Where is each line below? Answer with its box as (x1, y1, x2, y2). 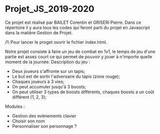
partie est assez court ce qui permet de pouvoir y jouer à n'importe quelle (5, 53, 153, 59)
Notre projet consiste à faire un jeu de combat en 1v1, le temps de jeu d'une (5, 49, 156, 54)
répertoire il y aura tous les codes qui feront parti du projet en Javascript (5, 24, 150, 30)
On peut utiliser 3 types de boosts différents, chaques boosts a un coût (12, 89, 154, 95)
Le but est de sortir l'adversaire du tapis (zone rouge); (12, 73, 120, 79)
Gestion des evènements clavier (12, 113, 77, 118)
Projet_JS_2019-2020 (5, 3, 95, 15)
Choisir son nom (12, 118, 45, 124)
